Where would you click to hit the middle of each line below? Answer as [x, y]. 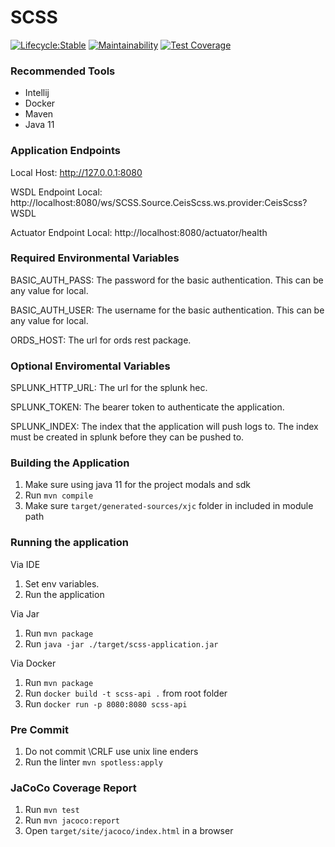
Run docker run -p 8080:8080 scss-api [106, 703]
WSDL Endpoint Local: [56, 192]
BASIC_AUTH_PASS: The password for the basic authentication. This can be [167, 280]
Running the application [69, 543]
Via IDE [25, 564]
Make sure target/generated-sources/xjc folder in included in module [169, 506]
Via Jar [25, 613]
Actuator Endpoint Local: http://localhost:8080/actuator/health [139, 232]
